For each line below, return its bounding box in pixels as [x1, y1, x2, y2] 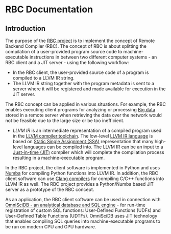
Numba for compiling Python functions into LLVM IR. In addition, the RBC [5, 170, 158, 176]
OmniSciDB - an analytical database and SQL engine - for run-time [5, 202, 145, 208]
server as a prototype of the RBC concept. [5, 186, 94, 192]
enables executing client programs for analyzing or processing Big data [5, 107, 156, 112]
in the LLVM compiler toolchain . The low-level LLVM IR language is [12, 133, 153, 139]
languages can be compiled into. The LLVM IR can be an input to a [23, 144, 163, 150]
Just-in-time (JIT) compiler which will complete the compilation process [12, 149, 164, 155]
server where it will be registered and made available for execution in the [12, 86, 166, 92]
